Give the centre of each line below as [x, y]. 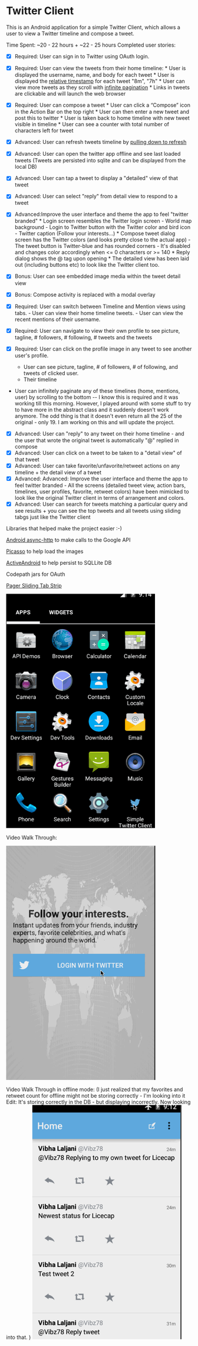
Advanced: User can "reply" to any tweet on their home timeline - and [99, 433]
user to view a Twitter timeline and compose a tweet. [70, 33]
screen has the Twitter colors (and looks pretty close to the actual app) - [103, 240]
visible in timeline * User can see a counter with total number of [92, 125]
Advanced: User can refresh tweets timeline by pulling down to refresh [100, 142]
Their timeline [40, 379]
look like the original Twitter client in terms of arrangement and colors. [100, 498]
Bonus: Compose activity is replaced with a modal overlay [85, 294]
